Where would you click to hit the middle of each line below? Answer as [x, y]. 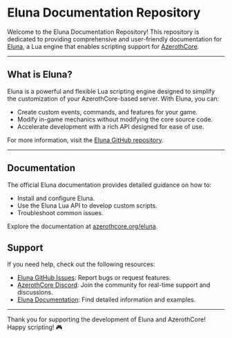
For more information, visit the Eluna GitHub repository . [86, 140]
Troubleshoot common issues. [60, 212]
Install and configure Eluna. [56, 198]
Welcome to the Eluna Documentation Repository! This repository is [103, 32]
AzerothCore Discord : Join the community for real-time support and [114, 285]
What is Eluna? [40, 75]
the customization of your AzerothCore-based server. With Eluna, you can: [113, 99]
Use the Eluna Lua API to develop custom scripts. [87, 206]
